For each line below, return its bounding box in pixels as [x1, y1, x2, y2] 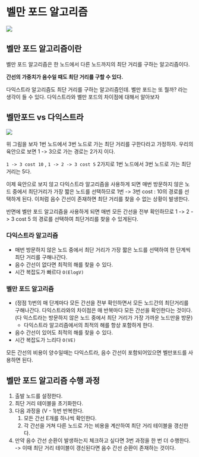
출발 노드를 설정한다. [14, 392, 63, 399]
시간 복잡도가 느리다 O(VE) [14, 337, 76, 344]
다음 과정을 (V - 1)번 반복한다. [14, 407, 84, 414]
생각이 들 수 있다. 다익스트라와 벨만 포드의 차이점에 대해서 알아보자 [6, 93, 160, 100]
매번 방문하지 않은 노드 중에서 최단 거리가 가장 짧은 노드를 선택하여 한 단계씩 [14, 246, 191, 253]
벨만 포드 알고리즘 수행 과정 [6, 375, 100, 386]
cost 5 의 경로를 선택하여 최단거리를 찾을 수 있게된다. [15, 215, 138, 223]
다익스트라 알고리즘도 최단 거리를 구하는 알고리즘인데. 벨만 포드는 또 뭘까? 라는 [6, 85, 188, 93]
